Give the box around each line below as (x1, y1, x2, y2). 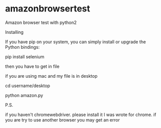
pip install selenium (5, 53, 45, 60)
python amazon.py (5, 92, 44, 98)
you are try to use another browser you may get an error (5, 117, 120, 123)
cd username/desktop (5, 83, 51, 89)
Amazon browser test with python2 (5, 19, 77, 25)
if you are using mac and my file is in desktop (5, 73, 98, 79)
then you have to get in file (5, 63, 59, 69)
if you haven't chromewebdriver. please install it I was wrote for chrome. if (5, 112, 157, 118)
